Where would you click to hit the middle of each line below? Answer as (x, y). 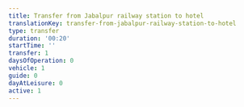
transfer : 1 (28, 53)
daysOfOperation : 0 (41, 61)
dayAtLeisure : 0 (36, 83)
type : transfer (34, 31)
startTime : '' (32, 46)
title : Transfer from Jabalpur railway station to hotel (106, 16)
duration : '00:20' (39, 38)
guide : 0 (23, 76)
